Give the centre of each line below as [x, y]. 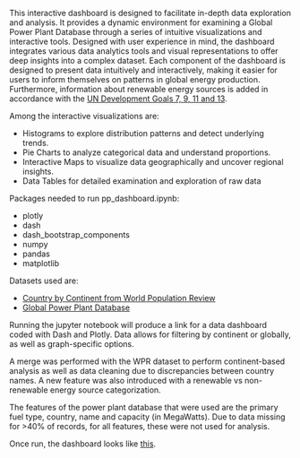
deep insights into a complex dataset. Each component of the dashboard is [148, 60]
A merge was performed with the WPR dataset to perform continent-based [147, 361]
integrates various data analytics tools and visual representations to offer [144, 51]
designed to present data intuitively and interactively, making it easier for [143, 70]
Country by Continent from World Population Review [119, 298]
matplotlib [41, 263]
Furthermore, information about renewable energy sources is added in [139, 89]
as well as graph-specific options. [72, 344]
